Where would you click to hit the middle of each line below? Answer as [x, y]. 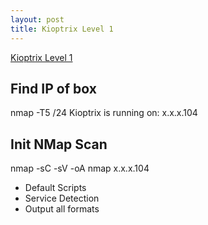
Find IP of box [53, 88]
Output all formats [62, 209]
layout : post [37, 19]
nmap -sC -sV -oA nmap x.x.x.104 [80, 168]
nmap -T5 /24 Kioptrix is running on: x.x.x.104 [104, 113]
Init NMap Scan [59, 144]
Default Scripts [55, 188]
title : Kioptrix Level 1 [62, 29]
